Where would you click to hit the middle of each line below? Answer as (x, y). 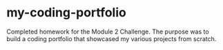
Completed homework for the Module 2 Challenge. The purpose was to (108, 32)
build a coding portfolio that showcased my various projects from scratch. (111, 38)
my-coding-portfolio (67, 13)
